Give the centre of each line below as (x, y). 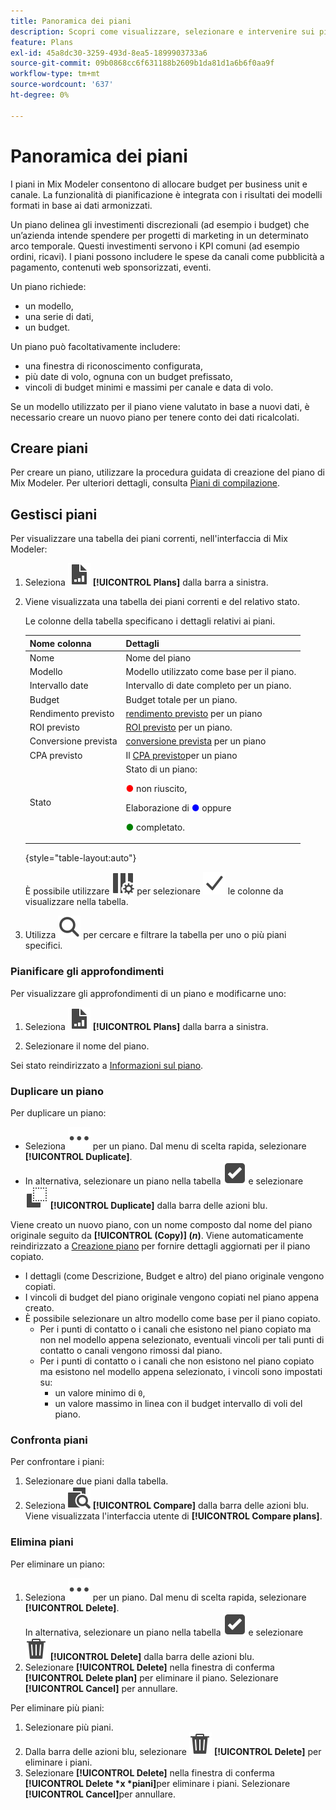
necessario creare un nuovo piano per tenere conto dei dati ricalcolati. (155, 417)
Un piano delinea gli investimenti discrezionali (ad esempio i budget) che (160, 224)
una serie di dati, (59, 316)
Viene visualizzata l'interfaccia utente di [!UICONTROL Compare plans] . (173, 1516)
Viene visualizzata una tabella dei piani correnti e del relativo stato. (162, 602)
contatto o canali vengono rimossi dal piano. (131, 1351)
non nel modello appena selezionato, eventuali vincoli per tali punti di (182, 1340)
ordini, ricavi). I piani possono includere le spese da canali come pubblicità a (167, 256)
